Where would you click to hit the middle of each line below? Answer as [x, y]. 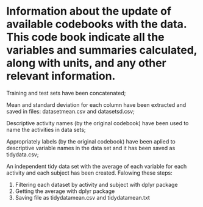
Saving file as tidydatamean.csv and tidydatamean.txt [83, 197]
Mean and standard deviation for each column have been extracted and [96, 104]
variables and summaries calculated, [102, 50]
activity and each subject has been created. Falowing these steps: [89, 173]
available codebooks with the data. [97, 24]
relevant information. [61, 76]
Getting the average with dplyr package [65, 191]
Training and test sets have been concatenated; [66, 93]
